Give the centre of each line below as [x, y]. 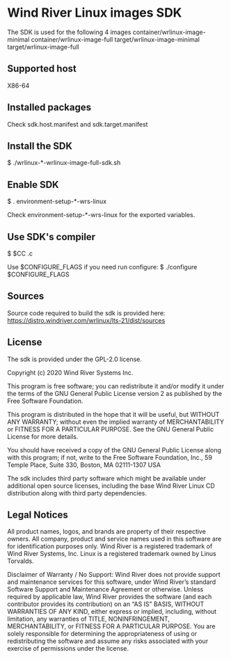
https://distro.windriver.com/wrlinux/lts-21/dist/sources [86, 320]
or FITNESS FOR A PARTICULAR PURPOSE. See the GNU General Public [111, 429]
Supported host [42, 69]
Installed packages [49, 108]
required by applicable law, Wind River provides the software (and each [110, 597]
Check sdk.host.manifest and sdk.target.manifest [78, 124]
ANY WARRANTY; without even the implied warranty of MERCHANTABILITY [116, 422]
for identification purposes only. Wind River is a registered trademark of [110, 546]
